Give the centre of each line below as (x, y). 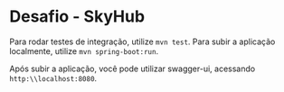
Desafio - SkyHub (77, 17)
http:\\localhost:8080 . (53, 78)
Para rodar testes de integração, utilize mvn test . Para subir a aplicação (142, 41)
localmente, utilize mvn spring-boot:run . (84, 51)
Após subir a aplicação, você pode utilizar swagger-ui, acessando (133, 69)
